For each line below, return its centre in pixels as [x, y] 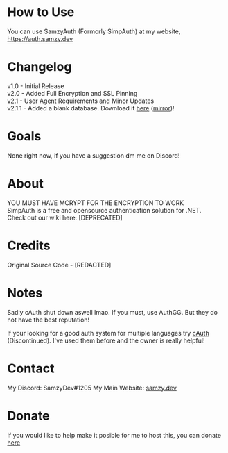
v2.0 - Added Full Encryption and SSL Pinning [72, 93]
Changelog [40, 67]
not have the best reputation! [49, 320]
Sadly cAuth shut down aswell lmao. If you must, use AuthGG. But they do [113, 312]
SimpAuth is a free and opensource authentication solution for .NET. [104, 210]
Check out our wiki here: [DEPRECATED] [65, 217]
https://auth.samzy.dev [40, 38]
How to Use [41, 12]
